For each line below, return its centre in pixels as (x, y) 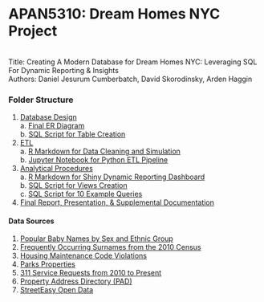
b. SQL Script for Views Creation (73, 186)
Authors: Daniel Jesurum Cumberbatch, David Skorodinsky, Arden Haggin (130, 79)
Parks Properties (48, 264)
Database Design (49, 117)
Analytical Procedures (57, 169)
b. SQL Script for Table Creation (73, 134)
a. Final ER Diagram (52, 126)
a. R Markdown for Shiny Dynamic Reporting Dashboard (112, 177)
